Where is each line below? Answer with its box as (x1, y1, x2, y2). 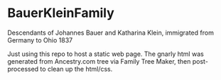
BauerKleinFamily (7, 5, 115, 21)
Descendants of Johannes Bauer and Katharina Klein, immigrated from (7, 28, 215, 37)
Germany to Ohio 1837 (7, 35, 73, 44)
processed (7, 64, 39, 73)
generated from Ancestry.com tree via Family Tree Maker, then (7, 57, 191, 65)
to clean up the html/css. (40, 64, 113, 73)
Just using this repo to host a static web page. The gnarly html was (7, 50, 204, 58)
